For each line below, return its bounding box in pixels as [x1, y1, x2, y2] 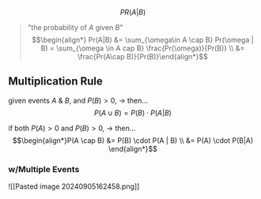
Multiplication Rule [8, 75, 103, 88]
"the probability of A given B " [27, 23, 124, 32]
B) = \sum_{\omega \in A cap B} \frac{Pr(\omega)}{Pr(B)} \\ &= [40, 43, 245, 53]
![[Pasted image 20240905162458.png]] [8, 182, 140, 191]
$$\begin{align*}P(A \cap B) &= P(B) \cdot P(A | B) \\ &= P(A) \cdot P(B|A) [12, 135, 254, 145]
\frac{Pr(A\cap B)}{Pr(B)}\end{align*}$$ [78, 52, 208, 61]
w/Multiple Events [8, 163, 80, 175]
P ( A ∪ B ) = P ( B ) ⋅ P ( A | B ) [93, 107, 172, 118]
